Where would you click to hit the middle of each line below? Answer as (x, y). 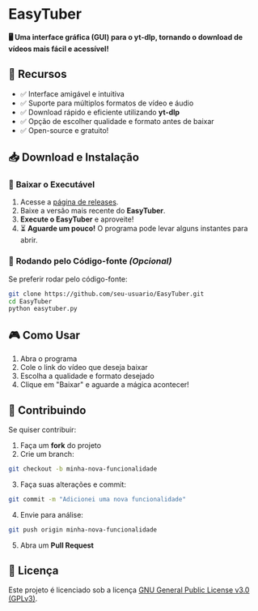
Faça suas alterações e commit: (73, 484)
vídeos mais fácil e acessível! (59, 49)
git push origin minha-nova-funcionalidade (83, 529)
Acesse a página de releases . (69, 202)
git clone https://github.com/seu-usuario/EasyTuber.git (106, 294)
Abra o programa (49, 359)
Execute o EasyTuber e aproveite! (77, 219)
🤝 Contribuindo (47, 410)
